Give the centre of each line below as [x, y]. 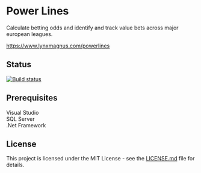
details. [15, 165]
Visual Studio [23, 112]
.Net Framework [26, 125]
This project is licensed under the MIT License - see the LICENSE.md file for [100, 159]
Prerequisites [32, 98]
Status [19, 65]
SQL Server [20, 119]
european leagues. [29, 34]
